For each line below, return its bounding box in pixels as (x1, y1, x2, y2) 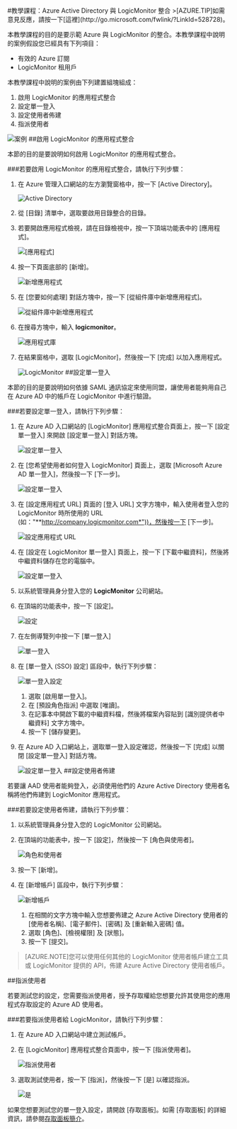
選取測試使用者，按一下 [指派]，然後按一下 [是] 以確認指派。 (17, 1075, 194, 1084)
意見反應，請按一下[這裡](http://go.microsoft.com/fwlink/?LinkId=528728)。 (7, 16, 229, 23)
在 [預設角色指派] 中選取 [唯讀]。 (28, 701, 124, 709)
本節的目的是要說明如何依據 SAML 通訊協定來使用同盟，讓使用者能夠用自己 (7, 383, 227, 391)
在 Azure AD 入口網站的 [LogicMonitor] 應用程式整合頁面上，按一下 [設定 (17, 422, 230, 430)
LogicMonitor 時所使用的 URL (17, 509, 104, 517)
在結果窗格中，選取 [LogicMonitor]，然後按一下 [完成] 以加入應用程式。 (17, 353, 226, 361)
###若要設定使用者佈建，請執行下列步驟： (7, 805, 131, 814)
